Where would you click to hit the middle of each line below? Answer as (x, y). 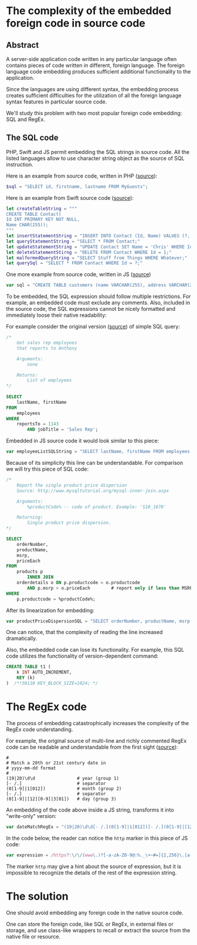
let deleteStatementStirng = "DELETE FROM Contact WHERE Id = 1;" (89, 252)
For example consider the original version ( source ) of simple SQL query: (93, 327)
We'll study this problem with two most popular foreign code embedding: (94, 113)
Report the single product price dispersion (72, 485)
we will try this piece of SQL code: (47, 469)
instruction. (20, 164)
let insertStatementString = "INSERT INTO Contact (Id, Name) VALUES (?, (98, 236)
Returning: (30, 517)
